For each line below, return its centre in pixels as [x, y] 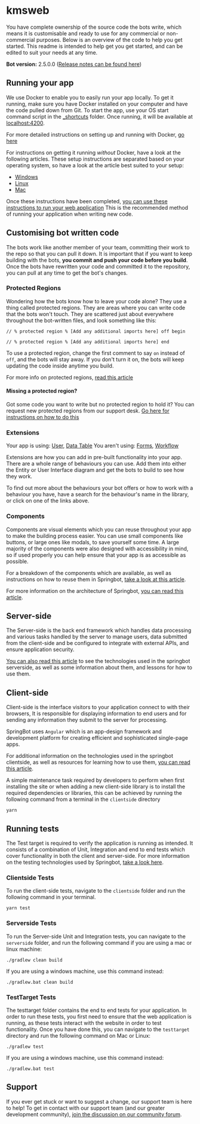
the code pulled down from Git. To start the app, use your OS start [87, 110]
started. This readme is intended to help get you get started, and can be [95, 46]
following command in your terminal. [51, 897]
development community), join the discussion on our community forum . [94, 1114]
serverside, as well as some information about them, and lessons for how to [99, 668]
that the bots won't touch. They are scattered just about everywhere [90, 314]
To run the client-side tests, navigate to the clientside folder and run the [96, 891]
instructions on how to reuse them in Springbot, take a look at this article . [96, 579]
